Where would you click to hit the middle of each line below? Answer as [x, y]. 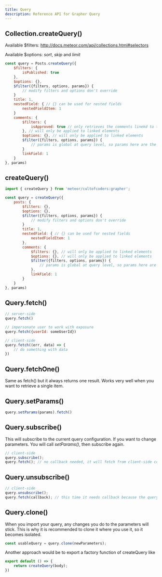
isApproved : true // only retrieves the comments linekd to [92, 126]
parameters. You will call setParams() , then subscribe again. [65, 444]
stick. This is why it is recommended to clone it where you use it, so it [74, 529]
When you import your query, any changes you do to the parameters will [77, 524]
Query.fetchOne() [32, 369]
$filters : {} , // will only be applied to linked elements [91, 252]
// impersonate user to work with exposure [49, 327]
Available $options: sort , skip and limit [43, 55]
